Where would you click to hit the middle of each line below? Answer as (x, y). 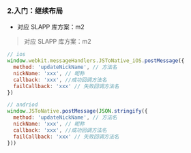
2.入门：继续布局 (35, 10)
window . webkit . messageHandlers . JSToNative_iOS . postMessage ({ (96, 61)
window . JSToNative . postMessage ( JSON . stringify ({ (77, 111)
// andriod (23, 105)
